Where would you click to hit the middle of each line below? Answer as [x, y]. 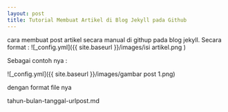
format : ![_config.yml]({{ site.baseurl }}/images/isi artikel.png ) [97, 47]
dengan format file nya [39, 87]
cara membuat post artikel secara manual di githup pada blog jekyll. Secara [115, 39]
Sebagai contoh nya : [37, 60]
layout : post [26, 13]
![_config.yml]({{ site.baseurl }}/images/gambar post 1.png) [91, 74]
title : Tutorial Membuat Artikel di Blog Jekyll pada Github [97, 20]
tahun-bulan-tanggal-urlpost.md [54, 100]
